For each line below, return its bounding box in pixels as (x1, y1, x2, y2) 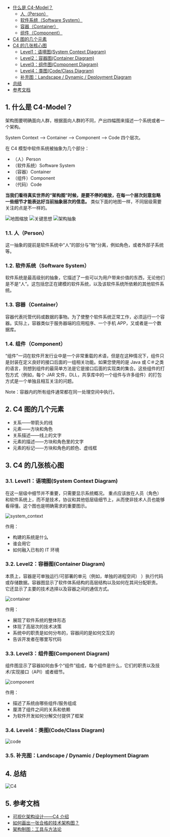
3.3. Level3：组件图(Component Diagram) (5, 650, 110, 657)
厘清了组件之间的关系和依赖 (12, 706, 71, 713)
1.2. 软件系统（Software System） (5, 262, 90, 270)
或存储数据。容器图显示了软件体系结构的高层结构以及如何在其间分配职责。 (5, 579, 160, 585)
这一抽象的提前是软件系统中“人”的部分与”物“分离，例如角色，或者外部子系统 (5, 242, 164, 248)
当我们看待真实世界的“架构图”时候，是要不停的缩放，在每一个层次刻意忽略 (5, 192, 161, 198)
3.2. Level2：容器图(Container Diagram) (5, 560, 105, 567)
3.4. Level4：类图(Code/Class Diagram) (5, 727, 105, 734)
